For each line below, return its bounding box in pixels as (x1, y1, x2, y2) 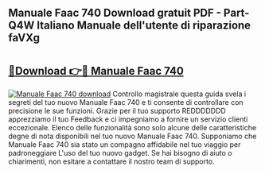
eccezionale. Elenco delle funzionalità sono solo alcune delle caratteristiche (8, 123, 257, 132)
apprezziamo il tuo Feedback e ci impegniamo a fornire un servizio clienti (8, 114, 248, 124)
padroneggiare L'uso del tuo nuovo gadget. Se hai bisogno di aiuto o (8, 149, 232, 157)
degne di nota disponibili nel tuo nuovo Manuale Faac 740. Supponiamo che (8, 131, 257, 141)
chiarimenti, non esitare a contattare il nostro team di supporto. (8, 157, 215, 166)
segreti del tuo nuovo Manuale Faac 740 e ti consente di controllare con (8, 98, 244, 106)
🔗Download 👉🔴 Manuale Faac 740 (8, 64, 185, 78)
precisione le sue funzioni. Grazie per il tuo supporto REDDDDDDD (8, 106, 227, 115)
